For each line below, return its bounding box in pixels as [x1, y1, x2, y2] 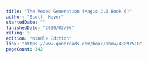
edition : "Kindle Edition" [6, 35, 72, 41]
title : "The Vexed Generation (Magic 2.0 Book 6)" [6, 8, 132, 15]
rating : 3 [6, 30, 30, 36]
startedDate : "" [6, 19, 46, 25]
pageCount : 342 [6, 46, 43, 52]
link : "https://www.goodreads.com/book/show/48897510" [6, 41, 143, 47]
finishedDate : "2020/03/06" [6, 24, 75, 31]
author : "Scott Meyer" [6, 14, 64, 20]
